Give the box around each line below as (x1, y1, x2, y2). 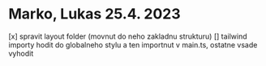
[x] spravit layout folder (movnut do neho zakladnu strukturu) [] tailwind (8, 31, 247, 41)
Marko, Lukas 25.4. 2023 (8, 5, 181, 23)
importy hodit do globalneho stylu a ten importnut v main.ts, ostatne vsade (8, 39, 258, 49)
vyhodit (8, 48, 34, 58)
